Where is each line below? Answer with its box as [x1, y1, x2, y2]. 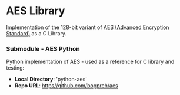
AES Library [6, 4, 65, 18]
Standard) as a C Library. [6, 30, 66, 37]
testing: [6, 64, 25, 71]
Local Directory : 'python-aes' [14, 76, 87, 83]
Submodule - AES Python [6, 44, 81, 53]
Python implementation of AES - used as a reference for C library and [6, 58, 175, 65]
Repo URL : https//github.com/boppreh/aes [14, 82, 119, 89]
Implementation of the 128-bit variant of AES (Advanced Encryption [6, 24, 169, 31]
